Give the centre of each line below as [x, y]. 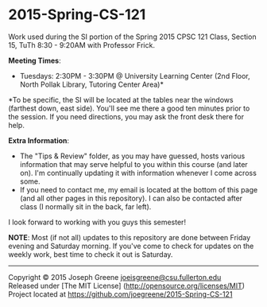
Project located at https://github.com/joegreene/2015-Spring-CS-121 [120, 294]
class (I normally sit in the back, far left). [85, 206]
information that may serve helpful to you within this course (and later [133, 164]
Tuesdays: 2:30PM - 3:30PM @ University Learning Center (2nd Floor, [135, 76]
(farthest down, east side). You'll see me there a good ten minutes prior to [129, 108]
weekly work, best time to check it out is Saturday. [91, 254]
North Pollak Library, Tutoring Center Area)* [92, 84]
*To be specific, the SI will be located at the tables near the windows [121, 99]
